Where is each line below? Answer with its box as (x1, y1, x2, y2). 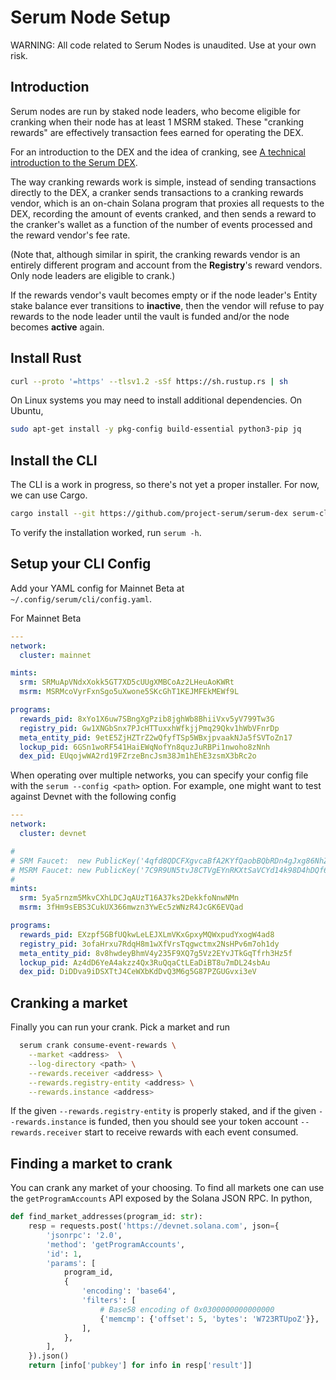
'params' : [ (46, 1258, 97, 1268)
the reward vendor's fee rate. (10, 229, 131, 241)
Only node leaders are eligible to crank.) (10, 269, 176, 281)
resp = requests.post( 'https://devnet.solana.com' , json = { (28, 1221, 280, 1231)
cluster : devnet (19, 829, 87, 839)
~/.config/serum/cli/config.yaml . (10, 592, 152, 605)
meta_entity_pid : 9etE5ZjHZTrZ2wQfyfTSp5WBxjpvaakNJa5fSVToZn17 (19, 732, 293, 743)
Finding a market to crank (10, 1155, 173, 1172)
